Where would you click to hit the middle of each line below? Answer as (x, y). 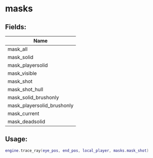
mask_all (18, 49)
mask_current (23, 113)
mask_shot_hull (25, 89)
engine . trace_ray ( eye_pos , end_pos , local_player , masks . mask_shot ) (77, 151)
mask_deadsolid (26, 122)
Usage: (17, 139)
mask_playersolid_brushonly (41, 105)
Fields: (16, 27)
